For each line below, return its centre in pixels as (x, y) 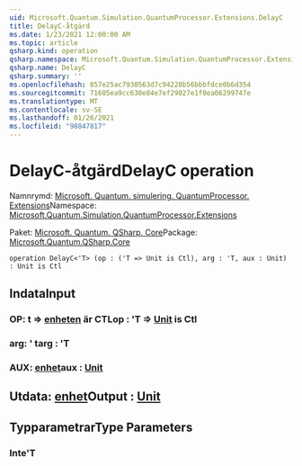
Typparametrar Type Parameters (101, 427)
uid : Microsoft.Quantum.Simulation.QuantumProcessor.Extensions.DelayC (146, 18)
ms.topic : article (44, 43)
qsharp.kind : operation (54, 51)
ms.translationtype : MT (54, 101)
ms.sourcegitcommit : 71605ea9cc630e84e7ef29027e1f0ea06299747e (130, 93)
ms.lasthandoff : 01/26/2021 (62, 118)
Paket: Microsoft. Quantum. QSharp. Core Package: (103, 232)
